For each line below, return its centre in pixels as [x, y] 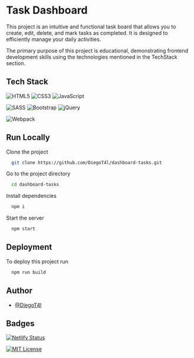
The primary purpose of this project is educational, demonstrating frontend [97, 50]
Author [19, 291]
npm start [23, 229]
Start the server [25, 218]
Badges [20, 323]
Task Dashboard [47, 10]
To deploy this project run [37, 261]
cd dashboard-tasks [35, 185]
